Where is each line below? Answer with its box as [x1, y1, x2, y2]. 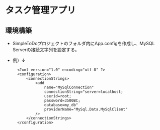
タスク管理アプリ [5, 5, 76, 16]
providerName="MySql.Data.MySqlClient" [44, 107, 128, 112]
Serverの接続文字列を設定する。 [12, 47, 79, 53]
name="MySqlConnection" [44, 85, 94, 90]
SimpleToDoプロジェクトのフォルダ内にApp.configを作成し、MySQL [12, 41, 155, 46]
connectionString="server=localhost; [44, 89, 123, 94]
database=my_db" [44, 102, 78, 107]
